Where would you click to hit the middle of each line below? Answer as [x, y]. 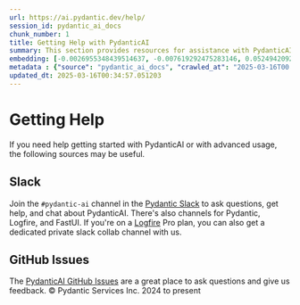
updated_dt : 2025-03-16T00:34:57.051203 [86, 76]
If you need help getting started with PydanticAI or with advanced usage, [143, 144]
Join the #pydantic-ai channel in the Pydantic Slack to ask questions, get [144, 203]
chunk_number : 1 [39, 34]
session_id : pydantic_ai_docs [66, 26]
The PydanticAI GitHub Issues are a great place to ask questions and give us [150, 281]
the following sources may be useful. [77, 153]
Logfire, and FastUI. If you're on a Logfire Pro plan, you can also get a [137, 222]
